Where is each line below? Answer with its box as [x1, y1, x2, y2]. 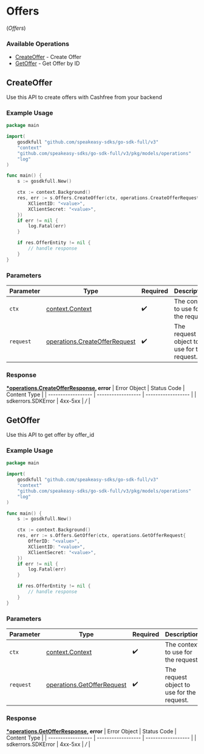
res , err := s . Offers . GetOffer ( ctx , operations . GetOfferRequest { [17, 533, 186, 539]
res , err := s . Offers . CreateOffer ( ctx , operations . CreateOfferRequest [17, 195, 200, 201]
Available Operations [6, 39, 70, 48]
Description [165, 630, 200, 639]
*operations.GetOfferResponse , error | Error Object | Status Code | [6, 728, 177, 735]
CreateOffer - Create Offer [15, 53, 82, 61]
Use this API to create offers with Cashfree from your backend [6, 94, 162, 101]
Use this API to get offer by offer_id [6, 431, 95, 439]
